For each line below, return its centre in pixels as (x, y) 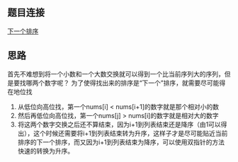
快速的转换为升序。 (46, 151)
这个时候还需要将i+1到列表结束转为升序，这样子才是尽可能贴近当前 (130, 133)
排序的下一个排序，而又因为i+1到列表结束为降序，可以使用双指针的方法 (121, 142)
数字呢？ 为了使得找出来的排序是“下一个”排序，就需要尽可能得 (135, 83)
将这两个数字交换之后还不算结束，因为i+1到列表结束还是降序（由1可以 (119, 124)
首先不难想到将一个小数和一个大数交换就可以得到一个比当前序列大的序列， (116, 74)
